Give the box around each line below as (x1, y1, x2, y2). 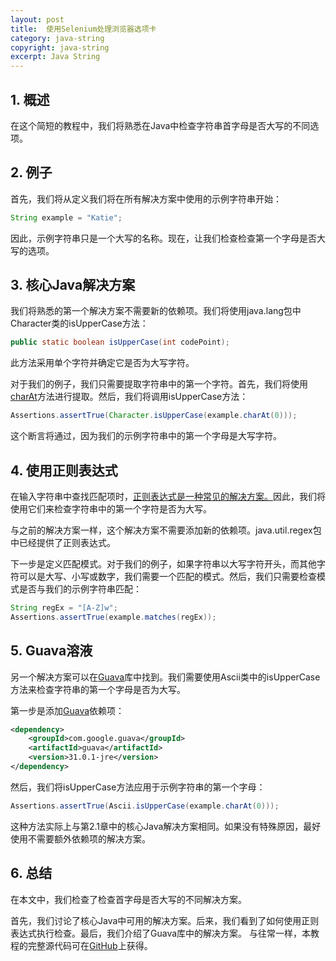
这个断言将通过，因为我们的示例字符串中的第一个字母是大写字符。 (10, 430, 282, 442)
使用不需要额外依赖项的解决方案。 (10, 832, 151, 845)
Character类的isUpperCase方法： (10, 317, 149, 330)
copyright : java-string (10, 42, 110, 53)
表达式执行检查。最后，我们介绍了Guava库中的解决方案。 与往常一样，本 (10, 927, 311, 939)
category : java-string (10, 33, 105, 43)
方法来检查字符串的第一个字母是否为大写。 (10, 683, 186, 695)
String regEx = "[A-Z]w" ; (10, 603, 118, 613)
